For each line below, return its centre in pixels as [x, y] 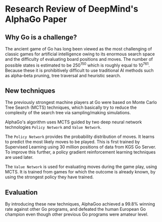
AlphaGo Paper [36, 19]
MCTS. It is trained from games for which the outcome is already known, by [80, 172]
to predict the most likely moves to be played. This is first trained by [73, 142]
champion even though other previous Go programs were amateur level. [77, 214]
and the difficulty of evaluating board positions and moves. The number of [79, 59]
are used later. [19, 157]
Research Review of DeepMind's [72, 9]
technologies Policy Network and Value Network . [53, 127]
